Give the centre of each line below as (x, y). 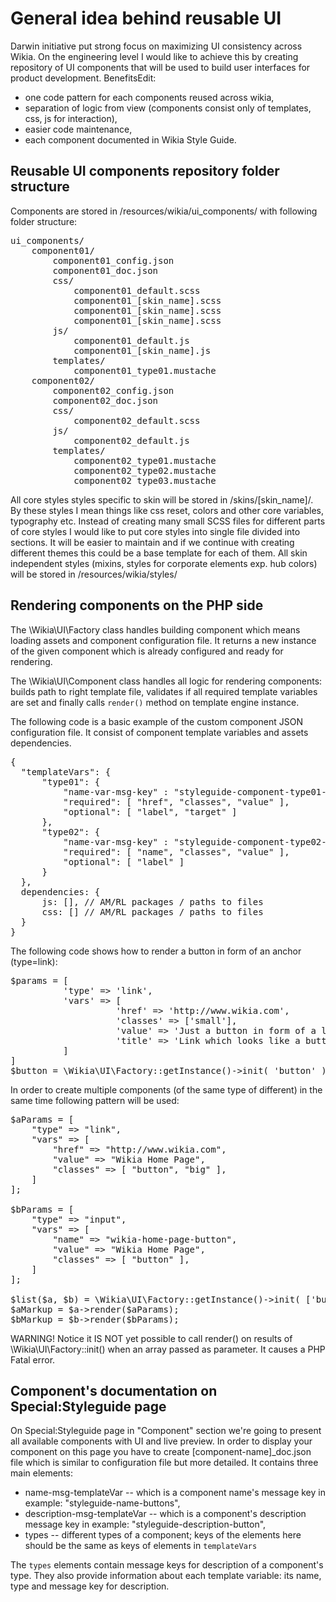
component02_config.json (113, 390)
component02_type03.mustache (145, 480)
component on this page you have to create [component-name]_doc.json (161, 1452)
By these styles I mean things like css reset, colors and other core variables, (167, 510)
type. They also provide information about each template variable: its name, (166, 1576)
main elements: (42, 1473)
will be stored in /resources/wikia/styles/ (94, 574)
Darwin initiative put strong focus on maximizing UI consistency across (156, 46)
